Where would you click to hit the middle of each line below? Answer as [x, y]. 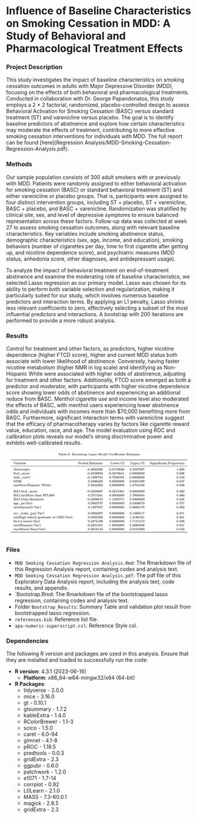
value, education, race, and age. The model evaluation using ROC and [91, 430]
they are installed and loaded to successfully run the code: [77, 660]
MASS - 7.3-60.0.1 [45, 797]
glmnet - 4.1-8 [40, 740]
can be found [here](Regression [45, 142]
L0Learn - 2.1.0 [42, 791]
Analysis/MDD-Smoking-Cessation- [128, 142]
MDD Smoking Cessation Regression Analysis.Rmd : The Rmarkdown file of [103, 563]
